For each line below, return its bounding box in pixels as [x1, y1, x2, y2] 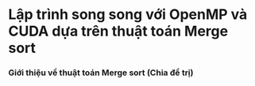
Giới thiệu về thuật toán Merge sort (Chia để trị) [8, 67, 194, 78]
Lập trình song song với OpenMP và [8, 6, 248, 24]
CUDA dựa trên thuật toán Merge [8, 22, 229, 40]
